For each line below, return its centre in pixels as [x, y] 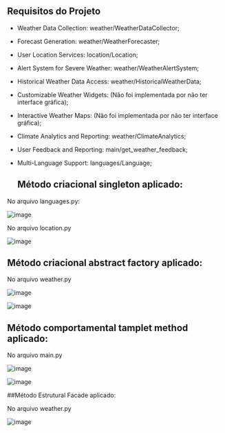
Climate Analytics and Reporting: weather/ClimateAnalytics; [101, 136]
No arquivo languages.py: [44, 201]
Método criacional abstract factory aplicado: [105, 263]
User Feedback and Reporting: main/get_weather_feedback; [102, 149]
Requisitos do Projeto [54, 11]
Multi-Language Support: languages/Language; [85, 163]
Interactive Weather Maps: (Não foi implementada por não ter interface [118, 115]
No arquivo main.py [35, 355]
